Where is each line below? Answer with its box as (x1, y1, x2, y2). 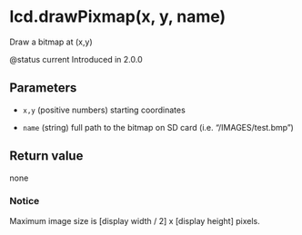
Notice (9, 195, 40, 208)
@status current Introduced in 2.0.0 (9, 54, 143, 64)
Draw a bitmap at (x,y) (9, 36, 93, 47)
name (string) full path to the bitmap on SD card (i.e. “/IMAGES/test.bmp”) (22, 122, 294, 132)
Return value (9, 148, 84, 164)
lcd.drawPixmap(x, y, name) (9, 6, 226, 27)
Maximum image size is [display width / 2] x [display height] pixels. (9, 215, 261, 226)
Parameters (9, 80, 77, 96)
